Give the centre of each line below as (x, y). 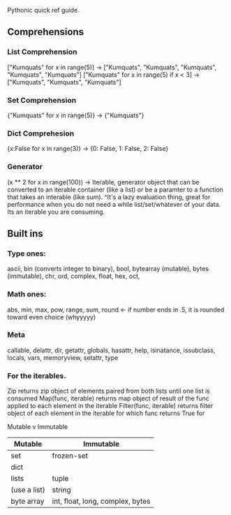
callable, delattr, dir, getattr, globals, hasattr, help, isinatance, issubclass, (111, 350)
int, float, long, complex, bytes (101, 501)
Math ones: (27, 294)
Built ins (25, 233)
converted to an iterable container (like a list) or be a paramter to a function (115, 189)
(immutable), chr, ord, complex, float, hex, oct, (74, 276)
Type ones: (27, 253)
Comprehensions (46, 32)
